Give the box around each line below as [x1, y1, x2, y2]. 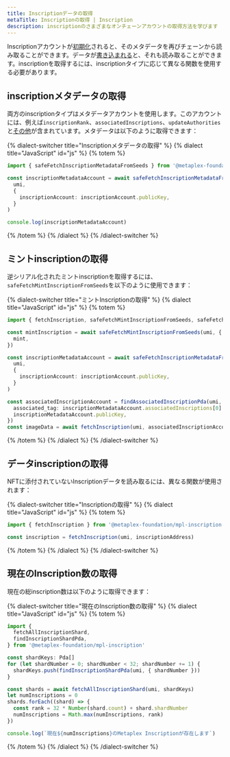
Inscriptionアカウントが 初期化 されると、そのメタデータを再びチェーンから [7, 43, 217, 51]
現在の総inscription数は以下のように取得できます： [7, 587, 151, 595]
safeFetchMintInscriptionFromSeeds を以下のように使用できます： [7, 281, 193, 289]
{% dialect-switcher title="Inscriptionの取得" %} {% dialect [7, 500, 173, 508]
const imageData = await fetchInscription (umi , [7, 424, 146, 431]
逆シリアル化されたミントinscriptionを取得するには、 [7, 272, 157, 280]
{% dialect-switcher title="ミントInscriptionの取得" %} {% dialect [7, 296, 192, 304]
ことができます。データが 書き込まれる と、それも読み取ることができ [25, 51, 217, 59]
